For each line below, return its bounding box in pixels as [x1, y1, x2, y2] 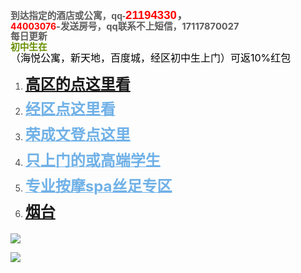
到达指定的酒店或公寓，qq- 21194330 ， [10, 8, 189, 22]
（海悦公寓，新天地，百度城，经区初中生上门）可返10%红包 [10, 50, 292, 64]
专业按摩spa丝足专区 [24, 176, 173, 196]
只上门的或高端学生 [24, 150, 161, 170]
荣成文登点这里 [24, 125, 131, 145]
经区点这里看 [24, 100, 116, 119]
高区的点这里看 [24, 74, 131, 94]
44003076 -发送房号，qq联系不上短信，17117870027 [10, 20, 240, 33]
